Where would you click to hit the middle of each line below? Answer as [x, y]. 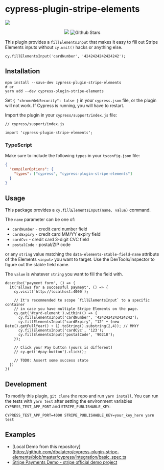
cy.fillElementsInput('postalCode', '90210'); [66, 335]
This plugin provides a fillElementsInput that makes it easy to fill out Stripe [82, 42]
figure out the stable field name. [37, 265]
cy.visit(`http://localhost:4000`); [51, 292]
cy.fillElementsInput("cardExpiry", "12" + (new [69, 322]
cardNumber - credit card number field [50, 229]
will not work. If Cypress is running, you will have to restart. [65, 105]
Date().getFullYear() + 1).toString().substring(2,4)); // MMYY [72, 326]
